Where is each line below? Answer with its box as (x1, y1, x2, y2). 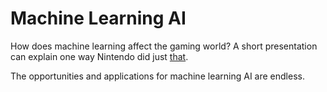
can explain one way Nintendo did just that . (10, 50, 189, 62)
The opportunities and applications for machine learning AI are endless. (10, 70, 305, 82)
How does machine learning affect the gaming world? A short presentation (10, 40, 318, 52)
